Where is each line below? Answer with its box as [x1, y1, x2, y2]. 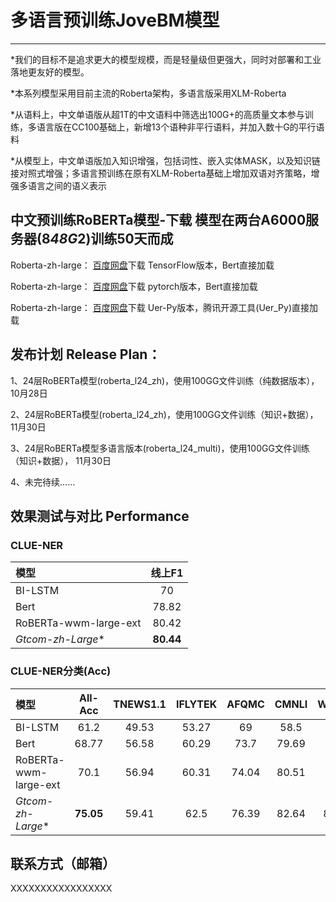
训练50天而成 [90, 231, 174, 248]
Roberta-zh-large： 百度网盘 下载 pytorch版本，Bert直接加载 [10, 280, 258, 292]
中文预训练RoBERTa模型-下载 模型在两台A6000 [10, 212, 307, 229]
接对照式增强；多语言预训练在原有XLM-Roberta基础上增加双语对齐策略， [10, 167, 312, 179]
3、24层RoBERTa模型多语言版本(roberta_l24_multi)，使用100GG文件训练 [10, 442, 310, 454]
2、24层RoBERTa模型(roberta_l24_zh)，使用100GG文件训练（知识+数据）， [10, 408, 319, 420]
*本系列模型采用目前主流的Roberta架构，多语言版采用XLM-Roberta [10, 87, 287, 99]
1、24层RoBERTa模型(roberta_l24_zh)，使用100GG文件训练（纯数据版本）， [10, 374, 320, 386]
